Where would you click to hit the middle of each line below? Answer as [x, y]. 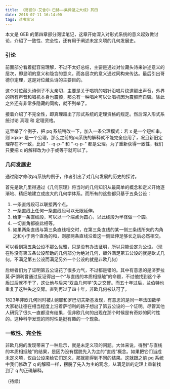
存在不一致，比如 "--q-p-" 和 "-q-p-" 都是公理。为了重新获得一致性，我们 [86, 144]
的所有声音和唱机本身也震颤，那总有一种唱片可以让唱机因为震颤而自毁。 [80, 97]
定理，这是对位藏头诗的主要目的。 [49, 80]
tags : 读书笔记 [20, 19]
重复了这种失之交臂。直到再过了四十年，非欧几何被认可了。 [67, 289]
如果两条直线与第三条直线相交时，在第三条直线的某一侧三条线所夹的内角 [88, 229]
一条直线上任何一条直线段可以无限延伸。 [55, 210]
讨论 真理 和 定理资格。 [34, 120]
